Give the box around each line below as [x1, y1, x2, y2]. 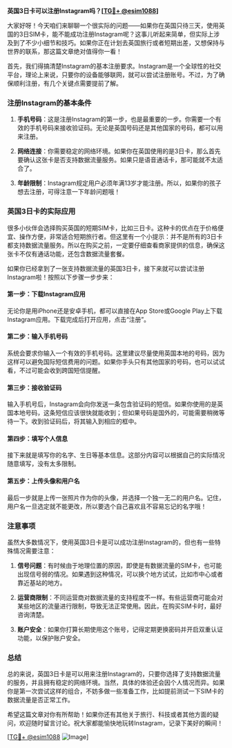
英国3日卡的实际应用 [7, 207, 76, 216]
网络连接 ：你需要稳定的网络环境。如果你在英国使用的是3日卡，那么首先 [17, 147, 221, 155]
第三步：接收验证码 [7, 383, 62, 392]
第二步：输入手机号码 [7, 332, 68, 341]
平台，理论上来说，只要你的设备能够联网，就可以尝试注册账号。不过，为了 [7, 70, 219, 79]
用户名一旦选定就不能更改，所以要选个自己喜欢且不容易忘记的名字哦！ [7, 502, 207, 510]
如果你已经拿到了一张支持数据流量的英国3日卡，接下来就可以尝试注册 [7, 264, 205, 272]
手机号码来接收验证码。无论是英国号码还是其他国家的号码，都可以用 [29, 124, 223, 132]
